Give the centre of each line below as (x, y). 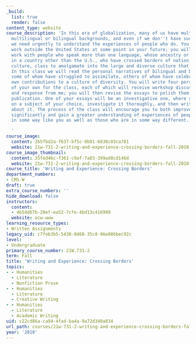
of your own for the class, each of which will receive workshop (92, 88)
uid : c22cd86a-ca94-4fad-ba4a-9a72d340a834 (60, 321)
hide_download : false (32, 196)
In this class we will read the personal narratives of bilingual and (99, 71)
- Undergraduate (26, 245)
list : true (24, 17)
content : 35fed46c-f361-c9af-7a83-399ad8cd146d (70, 158)
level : (14, 240)
